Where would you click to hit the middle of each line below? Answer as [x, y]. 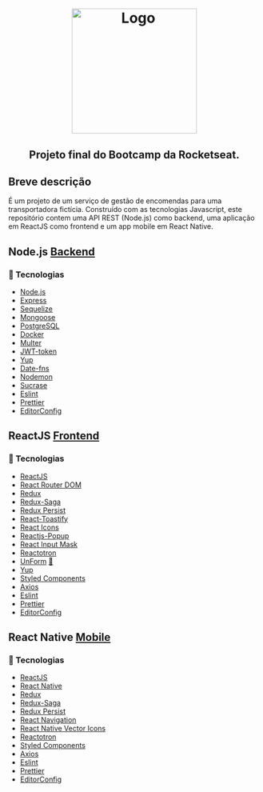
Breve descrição [50, 181]
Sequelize [36, 309]
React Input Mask [49, 544]
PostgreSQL [40, 326]
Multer [31, 343]
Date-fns [34, 369]
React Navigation [48, 720]
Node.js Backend [52, 252]
